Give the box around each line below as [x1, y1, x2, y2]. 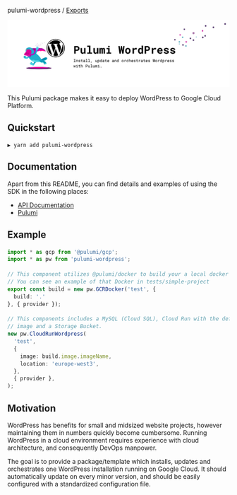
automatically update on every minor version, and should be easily [7, 472, 200, 480]
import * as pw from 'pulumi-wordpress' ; [7, 256, 131, 263]
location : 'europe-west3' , [20, 360, 99, 367]
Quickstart [7, 122, 56, 134]
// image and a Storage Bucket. [7, 323, 102, 330]
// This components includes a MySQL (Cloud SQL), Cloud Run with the [7, 315, 219, 322]
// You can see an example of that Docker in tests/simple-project [7, 279, 210, 286]
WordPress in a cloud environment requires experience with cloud [7, 436, 200, 444]
